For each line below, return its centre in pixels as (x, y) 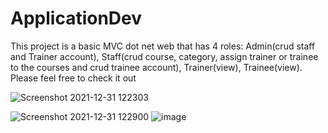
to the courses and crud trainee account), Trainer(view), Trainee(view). (156, 67)
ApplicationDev (76, 18)
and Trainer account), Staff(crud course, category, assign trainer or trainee (164, 56)
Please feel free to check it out (73, 78)
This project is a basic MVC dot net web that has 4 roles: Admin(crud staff (163, 46)
